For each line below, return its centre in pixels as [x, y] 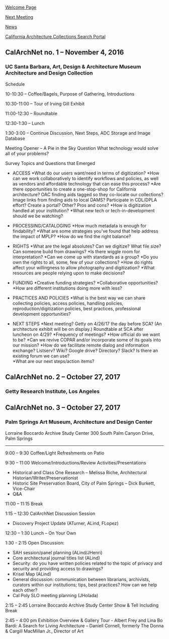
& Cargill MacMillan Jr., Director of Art [45, 631]
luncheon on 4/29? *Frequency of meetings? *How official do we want [86, 334]
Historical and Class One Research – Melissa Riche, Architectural [79, 472]
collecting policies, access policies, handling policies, [68, 303]
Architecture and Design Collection [49, 73]
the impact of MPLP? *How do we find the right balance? [72, 236]
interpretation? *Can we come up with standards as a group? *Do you [85, 257]
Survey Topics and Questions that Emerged [50, 163]
